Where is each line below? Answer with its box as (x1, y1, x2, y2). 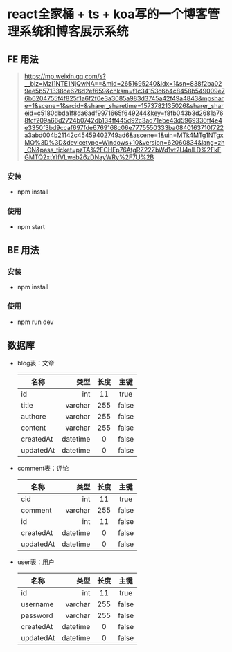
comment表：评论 (17, 464, 69, 473)
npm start (17, 222, 45, 230)
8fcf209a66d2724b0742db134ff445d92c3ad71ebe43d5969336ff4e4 (24, 116, 223, 125)
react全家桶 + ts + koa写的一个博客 (7, 6, 208, 22)
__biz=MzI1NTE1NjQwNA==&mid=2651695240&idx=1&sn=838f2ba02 (24, 80, 222, 87)
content (20, 423, 46, 433)
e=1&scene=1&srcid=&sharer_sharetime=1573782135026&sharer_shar (24, 102, 224, 109)
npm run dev (17, 318, 54, 326)
